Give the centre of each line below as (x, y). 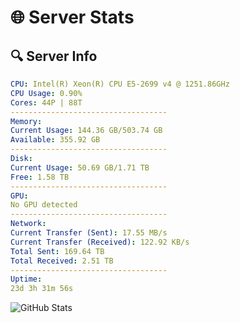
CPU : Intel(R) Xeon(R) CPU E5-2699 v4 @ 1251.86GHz (120, 84)
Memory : (26, 121)
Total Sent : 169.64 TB (57, 251)
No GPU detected (44, 205)
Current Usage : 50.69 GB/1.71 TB (80, 167)
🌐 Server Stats (72, 17)
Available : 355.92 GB (55, 140)
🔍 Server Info (54, 56)
